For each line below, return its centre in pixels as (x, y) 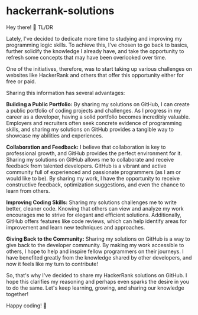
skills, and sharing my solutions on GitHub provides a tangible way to (90, 129)
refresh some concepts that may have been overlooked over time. (86, 57)
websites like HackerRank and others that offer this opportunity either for (95, 75)
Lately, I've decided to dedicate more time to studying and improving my (94, 38)
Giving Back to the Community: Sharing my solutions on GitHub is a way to (98, 239)
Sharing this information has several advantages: (66, 93)
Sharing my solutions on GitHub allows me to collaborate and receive (90, 159)
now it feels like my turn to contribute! (52, 264)
